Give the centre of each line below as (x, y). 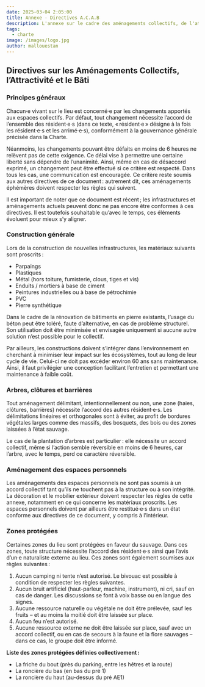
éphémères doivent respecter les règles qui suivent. (72, 187)
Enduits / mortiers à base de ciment (60, 286)
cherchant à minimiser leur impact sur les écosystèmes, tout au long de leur (102, 354)
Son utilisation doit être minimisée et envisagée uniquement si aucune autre (101, 329)
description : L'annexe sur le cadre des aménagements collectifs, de (97, 23)
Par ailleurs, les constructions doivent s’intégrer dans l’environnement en (98, 348)
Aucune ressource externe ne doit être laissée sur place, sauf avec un (103, 628)
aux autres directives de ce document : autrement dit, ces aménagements (99, 181)
